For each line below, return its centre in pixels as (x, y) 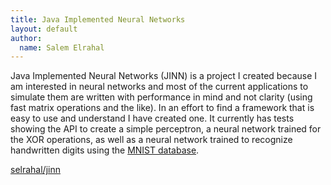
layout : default (44, 29)
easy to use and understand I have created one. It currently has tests (152, 118)
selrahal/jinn (35, 170)
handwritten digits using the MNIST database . (105, 150)
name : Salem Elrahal (62, 47)
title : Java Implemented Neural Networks (98, 19)
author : (26, 38)
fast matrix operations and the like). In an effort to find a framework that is (162, 108)
